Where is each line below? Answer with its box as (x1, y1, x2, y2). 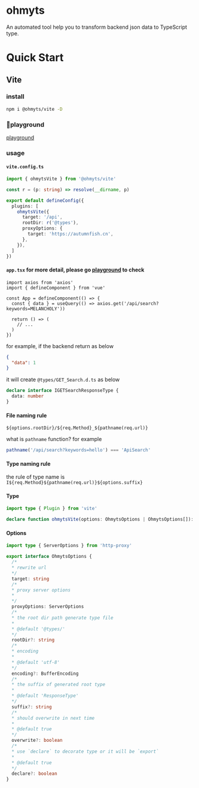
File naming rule (6, 412, 47, 419)
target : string (11, 576, 50, 582)
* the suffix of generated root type (11, 681, 106, 688)
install (6, 92, 25, 101)
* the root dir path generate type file (11, 615, 114, 621)
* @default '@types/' (11, 626, 66, 632)
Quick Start (6, 51, 64, 65)
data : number (11, 393, 44, 399)
